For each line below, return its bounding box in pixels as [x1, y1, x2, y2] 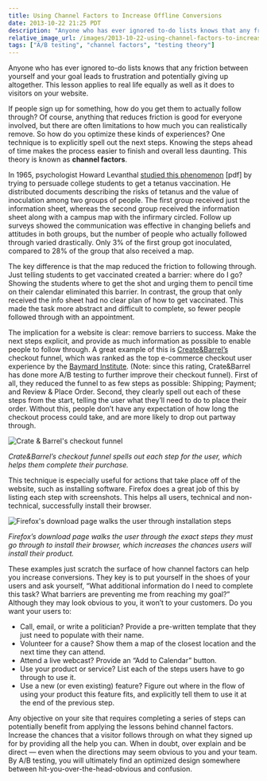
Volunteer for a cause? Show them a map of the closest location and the [19, 638, 257, 649]
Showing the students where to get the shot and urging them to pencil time [8, 279, 253, 288]
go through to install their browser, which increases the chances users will [8, 541, 252, 550]
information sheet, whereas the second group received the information [8, 204, 240, 213]
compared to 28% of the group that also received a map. [8, 246, 195, 256]
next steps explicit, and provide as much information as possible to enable [8, 336, 252, 346]
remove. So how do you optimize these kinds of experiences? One [8, 129, 226, 139]
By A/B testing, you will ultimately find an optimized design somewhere [8, 756, 241, 765]
